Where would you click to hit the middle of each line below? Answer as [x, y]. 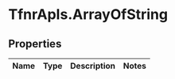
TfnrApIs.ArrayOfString [88, 15]
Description [93, 66]
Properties [35, 44]
